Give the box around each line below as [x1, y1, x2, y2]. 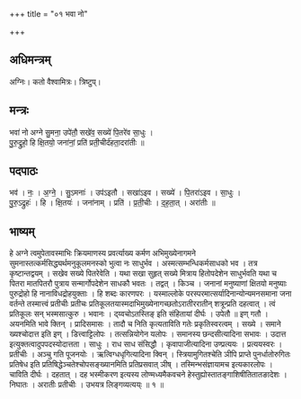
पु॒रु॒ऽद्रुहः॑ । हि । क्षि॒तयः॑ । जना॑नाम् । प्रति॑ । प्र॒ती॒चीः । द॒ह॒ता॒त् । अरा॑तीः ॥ [9, 198, 216, 208]
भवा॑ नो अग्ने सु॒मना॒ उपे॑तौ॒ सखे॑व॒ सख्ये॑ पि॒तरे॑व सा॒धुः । [9, 127, 154, 137]
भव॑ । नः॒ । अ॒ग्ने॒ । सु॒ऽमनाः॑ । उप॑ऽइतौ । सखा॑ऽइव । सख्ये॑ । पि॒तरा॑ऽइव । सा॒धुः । [9, 187, 241, 198]
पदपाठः [9, 164, 39, 179]
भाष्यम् [9, 224, 35, 239]
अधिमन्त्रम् [9, 52, 51, 67]
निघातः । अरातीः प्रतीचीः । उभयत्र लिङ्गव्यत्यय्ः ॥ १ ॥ [9, 379, 164, 390]
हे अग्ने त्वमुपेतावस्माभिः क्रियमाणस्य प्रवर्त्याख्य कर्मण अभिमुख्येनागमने [9, 248, 196, 259]
